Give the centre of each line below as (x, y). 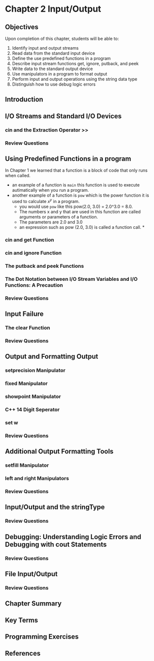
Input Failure (24, 314)
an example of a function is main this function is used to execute (76, 185)
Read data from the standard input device (54, 53)
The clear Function (28, 328)
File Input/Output (31, 574)
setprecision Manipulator (35, 370)
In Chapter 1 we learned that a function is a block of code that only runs (76, 170)
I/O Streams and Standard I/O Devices (63, 116)
